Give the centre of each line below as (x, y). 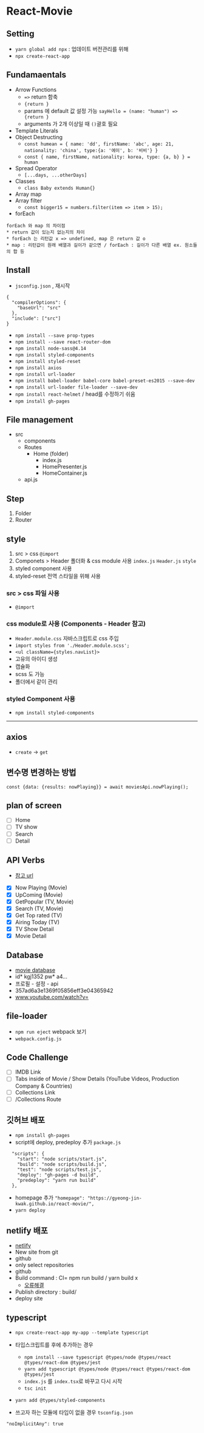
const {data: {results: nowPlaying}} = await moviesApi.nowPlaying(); (97, 787)
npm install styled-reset (48, 361)
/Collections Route (38, 1099)
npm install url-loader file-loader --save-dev (76, 387)
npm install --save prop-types (55, 336)
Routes (33, 447)
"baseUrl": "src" (39, 308)
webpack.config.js (38, 1039)
